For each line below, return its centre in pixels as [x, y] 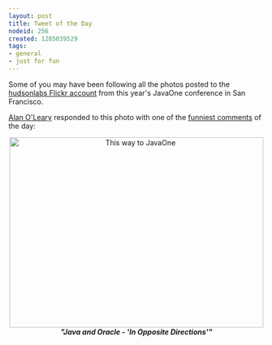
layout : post [30, 16]
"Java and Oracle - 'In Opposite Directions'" [136, 332]
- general [25, 54]
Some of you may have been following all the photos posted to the [119, 84]
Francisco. [26, 101]
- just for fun [34, 62]
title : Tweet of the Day [50, 24]
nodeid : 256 [28, 31]
